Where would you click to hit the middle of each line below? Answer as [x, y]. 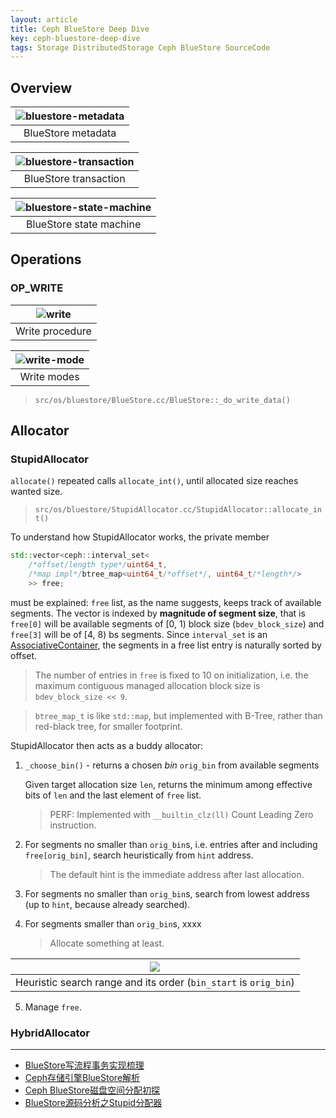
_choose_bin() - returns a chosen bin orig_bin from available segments [172, 765]
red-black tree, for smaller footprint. [108, 726]
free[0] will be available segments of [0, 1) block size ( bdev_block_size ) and [167, 623]
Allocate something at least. [107, 943]
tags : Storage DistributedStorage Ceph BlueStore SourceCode [140, 47]
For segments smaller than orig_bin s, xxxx [113, 923]
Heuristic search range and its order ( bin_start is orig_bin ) [155, 982]
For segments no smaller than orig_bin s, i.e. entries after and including [171, 844]
